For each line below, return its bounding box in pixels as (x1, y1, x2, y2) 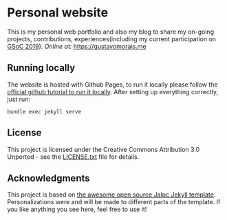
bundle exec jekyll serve (7, 108, 81, 115)
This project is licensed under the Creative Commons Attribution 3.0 (7, 145, 200, 153)
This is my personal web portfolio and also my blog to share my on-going (7, 27, 215, 36)
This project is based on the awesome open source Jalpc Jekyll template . (7, 190, 216, 199)
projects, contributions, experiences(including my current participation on (7, 34, 217, 43)
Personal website (7, 5, 109, 21)
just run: (7, 95, 31, 103)
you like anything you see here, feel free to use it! (7, 205, 147, 214)
